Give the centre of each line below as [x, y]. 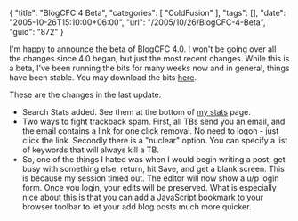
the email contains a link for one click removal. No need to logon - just [150, 131]
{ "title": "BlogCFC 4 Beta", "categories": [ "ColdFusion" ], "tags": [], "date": [148, 13]
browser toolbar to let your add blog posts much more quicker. [137, 207]
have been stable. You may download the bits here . [103, 78]
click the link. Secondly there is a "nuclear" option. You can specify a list [155, 140]
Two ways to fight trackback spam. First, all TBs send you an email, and [153, 121]
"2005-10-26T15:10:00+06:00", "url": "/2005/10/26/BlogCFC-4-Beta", [137, 22]
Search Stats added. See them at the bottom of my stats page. [136, 112]
